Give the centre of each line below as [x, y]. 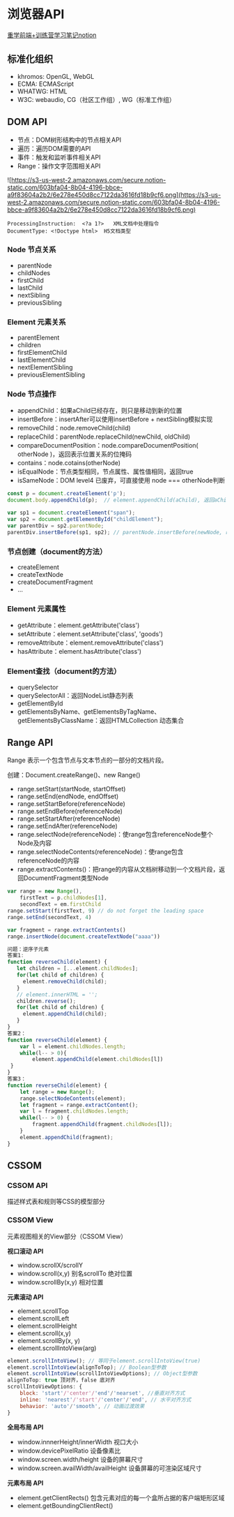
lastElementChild [41, 360]
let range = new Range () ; [57, 1092]
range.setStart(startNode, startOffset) [71, 789]
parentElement [38, 338]
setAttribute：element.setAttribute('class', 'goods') [90, 634]
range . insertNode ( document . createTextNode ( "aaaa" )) [84, 937]
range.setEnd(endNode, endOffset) [68, 796]
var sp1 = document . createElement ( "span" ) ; [71, 513]
